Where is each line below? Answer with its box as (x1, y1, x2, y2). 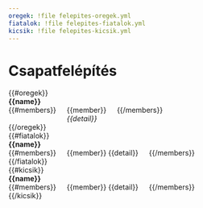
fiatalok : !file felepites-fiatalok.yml (8, 19, 147, 27)
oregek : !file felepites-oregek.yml (8, 11, 131, 20)
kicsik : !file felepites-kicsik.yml (8, 27, 131, 35)
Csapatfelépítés (8, 61, 118, 80)
